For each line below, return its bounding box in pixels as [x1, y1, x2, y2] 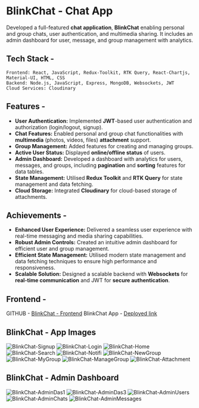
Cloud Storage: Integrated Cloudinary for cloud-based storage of [14, 186, 177, 194]
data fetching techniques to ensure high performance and [14, 258, 157, 265]
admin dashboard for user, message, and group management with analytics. [6, 36, 194, 43]
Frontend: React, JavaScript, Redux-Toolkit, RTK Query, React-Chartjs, [6, 70, 191, 76]
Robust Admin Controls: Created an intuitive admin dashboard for [14, 239, 178, 246]
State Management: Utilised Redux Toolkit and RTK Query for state [14, 174, 183, 181]
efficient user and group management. [14, 245, 110, 253]
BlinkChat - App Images [6, 327, 97, 337]
